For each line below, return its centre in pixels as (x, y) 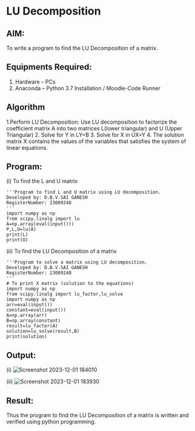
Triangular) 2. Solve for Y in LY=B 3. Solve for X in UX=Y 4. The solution (95, 135)
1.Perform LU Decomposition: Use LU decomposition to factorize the (92, 122)
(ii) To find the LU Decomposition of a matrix (61, 251)
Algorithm (26, 107)
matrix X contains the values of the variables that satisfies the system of (96, 141)
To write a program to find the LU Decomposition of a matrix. (82, 48)
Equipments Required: (49, 67)
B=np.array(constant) (34, 321)
